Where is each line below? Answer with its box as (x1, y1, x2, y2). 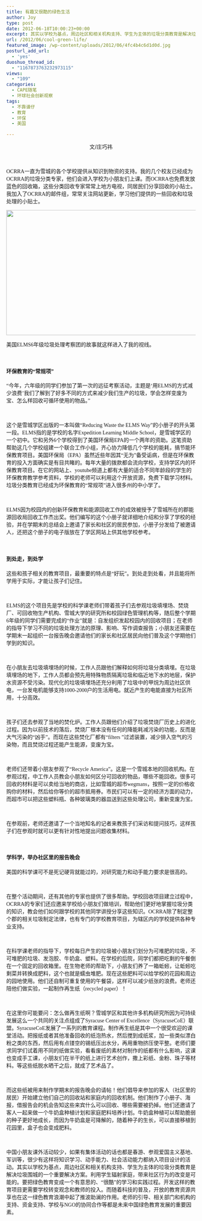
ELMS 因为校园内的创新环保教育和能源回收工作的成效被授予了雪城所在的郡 (6, 506, 189, 513)
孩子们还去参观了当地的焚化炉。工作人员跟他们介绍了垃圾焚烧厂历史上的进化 (6, 718, 196, 725)
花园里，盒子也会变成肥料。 (6, 1124, 75, 1131)
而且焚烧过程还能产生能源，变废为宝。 (22, 741, 117, 748)
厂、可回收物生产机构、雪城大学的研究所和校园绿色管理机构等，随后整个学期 (6, 610, 196, 617)
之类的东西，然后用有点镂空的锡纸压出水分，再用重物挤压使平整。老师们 (11, 1040, 191, 1047)
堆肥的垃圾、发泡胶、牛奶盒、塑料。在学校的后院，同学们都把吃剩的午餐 (11, 955, 191, 962)
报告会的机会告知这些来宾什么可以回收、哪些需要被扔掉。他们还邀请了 (22, 1101, 196, 1109)
